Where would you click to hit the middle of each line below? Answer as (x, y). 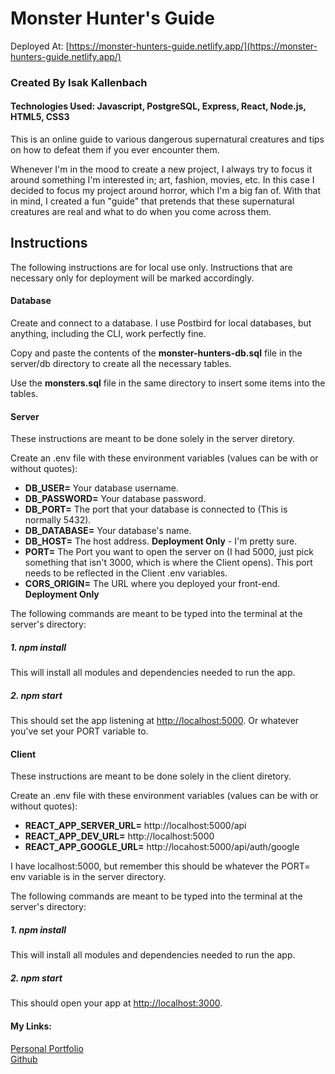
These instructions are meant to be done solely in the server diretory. (153, 439)
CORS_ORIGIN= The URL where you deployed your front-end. (152, 584)
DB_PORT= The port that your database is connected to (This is (156, 509)
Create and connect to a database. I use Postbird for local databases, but (161, 323)
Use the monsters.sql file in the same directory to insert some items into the (168, 383)
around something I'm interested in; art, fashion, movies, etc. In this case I (162, 180)
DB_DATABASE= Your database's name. (108, 531)
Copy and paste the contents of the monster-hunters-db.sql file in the (156, 353)
